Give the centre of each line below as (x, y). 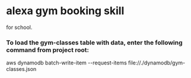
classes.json (21, 69)
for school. (19, 27)
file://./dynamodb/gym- (157, 63)
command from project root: (48, 50)
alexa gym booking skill (65, 11)
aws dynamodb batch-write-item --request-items (67, 63)
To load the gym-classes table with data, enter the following (94, 43)
